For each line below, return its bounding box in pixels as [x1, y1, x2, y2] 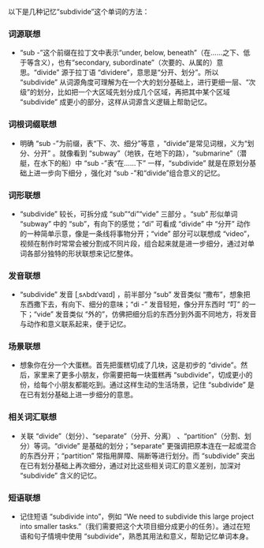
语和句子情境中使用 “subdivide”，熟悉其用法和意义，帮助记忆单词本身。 [19, 531, 253, 541]
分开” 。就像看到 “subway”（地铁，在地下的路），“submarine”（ [33, 148, 240, 158]
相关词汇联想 [8, 411, 58, 422]
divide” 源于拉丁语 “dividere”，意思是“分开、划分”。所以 [36, 68, 219, 77]
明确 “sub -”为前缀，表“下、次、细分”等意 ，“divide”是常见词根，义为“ [19, 138, 248, 148]
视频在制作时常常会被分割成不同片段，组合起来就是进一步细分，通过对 [19, 238, 248, 248]
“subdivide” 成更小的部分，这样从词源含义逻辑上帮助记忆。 [19, 97, 211, 107]
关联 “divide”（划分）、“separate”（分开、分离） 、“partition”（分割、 [19, 431, 245, 441]
